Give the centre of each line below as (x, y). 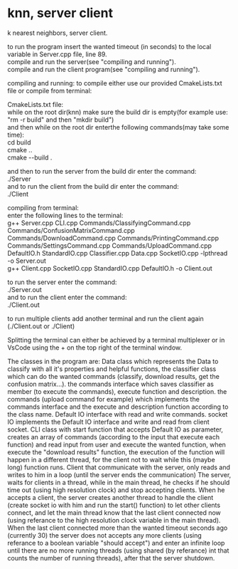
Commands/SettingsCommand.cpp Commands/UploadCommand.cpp (109, 245)
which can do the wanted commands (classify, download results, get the (114, 376)
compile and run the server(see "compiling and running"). (92, 61)
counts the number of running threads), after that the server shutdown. (111, 558)
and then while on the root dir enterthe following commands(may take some (118, 127)
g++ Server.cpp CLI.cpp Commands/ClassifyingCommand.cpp (99, 223)
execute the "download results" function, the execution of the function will (116, 452)
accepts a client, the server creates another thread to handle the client (110, 497)
